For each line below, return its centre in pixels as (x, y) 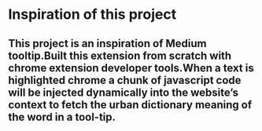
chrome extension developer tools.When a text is (131, 68)
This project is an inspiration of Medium (107, 44)
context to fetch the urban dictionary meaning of (130, 105)
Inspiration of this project (92, 15)
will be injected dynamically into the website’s (123, 92)
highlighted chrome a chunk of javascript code (125, 80)
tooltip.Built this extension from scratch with (120, 55)
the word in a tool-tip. (62, 116)
